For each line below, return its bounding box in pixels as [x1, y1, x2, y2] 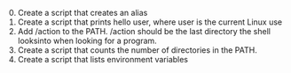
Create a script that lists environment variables [17, 55, 189, 64]
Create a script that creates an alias [17, 8, 148, 18]
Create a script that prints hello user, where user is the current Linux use [17, 17, 283, 27]
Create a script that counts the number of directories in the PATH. [17, 45, 257, 55]
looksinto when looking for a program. [17, 35, 157, 46]
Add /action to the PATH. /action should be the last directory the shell [17, 26, 271, 36]
